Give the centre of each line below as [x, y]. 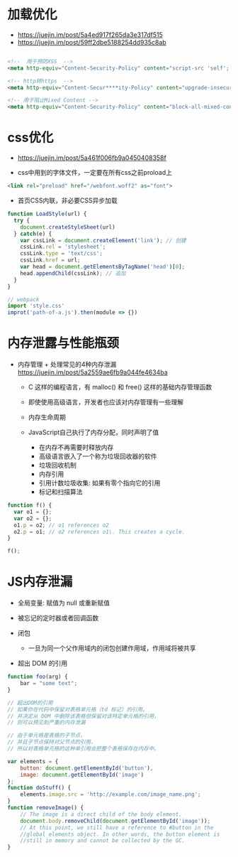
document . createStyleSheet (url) [68, 227]
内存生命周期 [47, 417]
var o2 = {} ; [33, 518]
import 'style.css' [36, 306]
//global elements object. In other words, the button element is [120, 834]
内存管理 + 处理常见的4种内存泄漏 [67, 365]
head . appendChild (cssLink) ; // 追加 [73, 273]
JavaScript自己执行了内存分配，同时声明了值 [93, 432]
